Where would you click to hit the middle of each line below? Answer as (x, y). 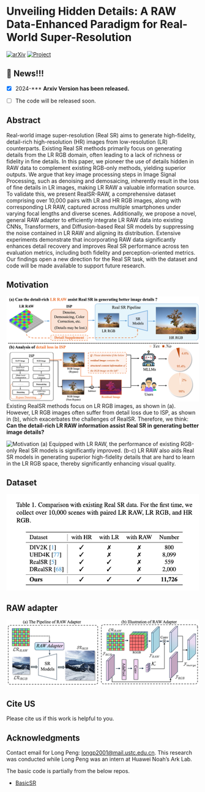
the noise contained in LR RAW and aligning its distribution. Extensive (94, 233)
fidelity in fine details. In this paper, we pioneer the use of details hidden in (100, 161)
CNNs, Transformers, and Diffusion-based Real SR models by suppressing (100, 226)
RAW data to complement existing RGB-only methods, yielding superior (96, 167)
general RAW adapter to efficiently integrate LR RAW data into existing (95, 220)
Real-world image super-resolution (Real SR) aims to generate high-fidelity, (101, 135)
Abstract (24, 121)
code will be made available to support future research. (76, 266)
